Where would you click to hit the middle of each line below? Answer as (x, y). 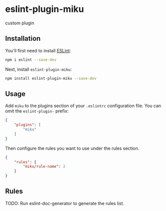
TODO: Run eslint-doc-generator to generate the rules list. (65, 203)
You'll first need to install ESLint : (38, 50)
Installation (23, 39)
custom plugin (20, 23)
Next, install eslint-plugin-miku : (39, 69)
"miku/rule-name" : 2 (44, 167)
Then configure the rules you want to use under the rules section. (72, 148)
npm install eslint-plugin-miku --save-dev (51, 78)
